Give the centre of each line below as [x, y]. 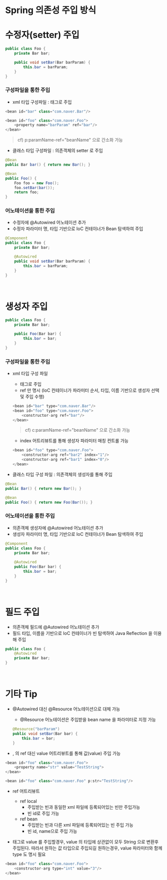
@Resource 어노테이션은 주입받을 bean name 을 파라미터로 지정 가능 [88, 719]
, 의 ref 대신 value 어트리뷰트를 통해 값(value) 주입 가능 [66, 753]
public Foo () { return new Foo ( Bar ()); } [49, 502]
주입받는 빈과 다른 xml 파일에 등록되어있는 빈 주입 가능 [80, 825]
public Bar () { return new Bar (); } [43, 488]
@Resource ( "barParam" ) [36, 729]
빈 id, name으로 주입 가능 [52, 831]
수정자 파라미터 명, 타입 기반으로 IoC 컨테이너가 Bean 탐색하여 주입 [78, 229]
